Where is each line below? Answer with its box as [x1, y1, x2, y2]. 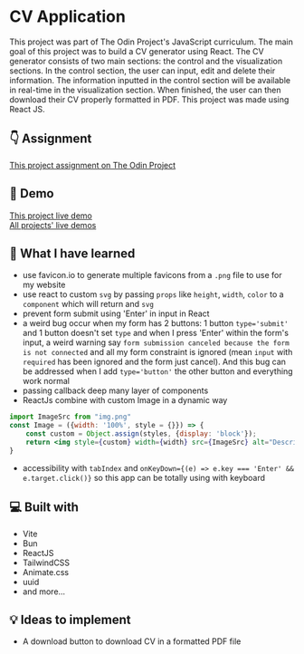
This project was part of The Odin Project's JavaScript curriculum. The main [9, 36, 294, 47]
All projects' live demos [9, 219, 97, 230]
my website [22, 279, 66, 291]
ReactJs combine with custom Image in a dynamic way [22, 395, 228, 406]
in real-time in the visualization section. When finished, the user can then [9, 84, 281, 95]
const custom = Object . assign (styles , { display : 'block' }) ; [25, 429, 257, 438]
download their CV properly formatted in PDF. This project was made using [9, 93, 290, 105]
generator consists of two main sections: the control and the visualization [9, 55, 283, 66]
